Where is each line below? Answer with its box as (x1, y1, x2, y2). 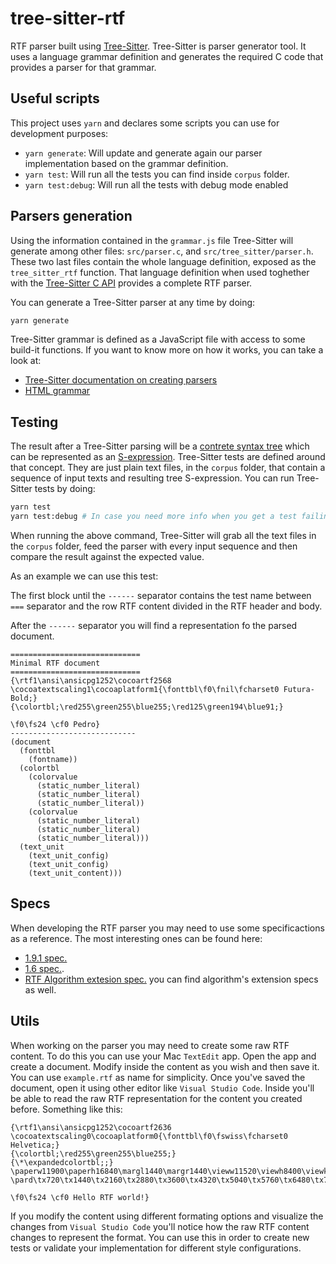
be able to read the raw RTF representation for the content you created (10, 1092, 303, 1104)
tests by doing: (34, 483, 96, 495)
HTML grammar (24, 385, 91, 397)
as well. (24, 983, 57, 996)
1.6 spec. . (24, 962, 65, 974)
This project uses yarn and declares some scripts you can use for (10, 117, 280, 129)
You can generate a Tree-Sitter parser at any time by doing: (10, 296, 256, 308)
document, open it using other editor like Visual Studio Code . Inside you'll (10, 1082, 315, 1094)
